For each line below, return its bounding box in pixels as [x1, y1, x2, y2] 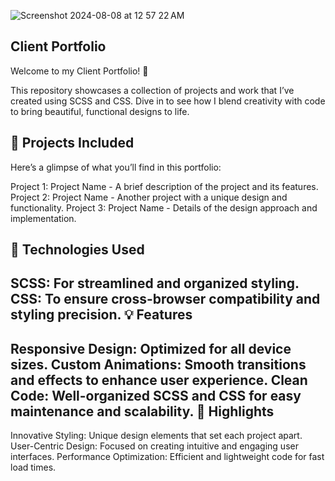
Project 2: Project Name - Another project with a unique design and [10, 191, 288, 203]
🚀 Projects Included [10, 135, 135, 152]
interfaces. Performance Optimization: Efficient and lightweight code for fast [10, 451, 325, 463]
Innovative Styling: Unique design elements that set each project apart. [10, 430, 303, 442]
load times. [10, 461, 57, 474]
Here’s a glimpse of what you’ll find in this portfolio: [10, 161, 222, 173]
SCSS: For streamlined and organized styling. [10, 275, 300, 292]
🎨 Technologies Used [10, 241, 145, 259]
